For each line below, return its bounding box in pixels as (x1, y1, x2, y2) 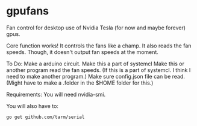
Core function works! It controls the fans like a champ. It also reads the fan (6, 42, 192, 49)
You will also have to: (6, 102, 59, 109)
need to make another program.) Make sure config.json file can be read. (6, 73, 186, 80)
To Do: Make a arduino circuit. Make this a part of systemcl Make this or (6, 60, 185, 67)
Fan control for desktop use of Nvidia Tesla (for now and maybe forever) (6, 24, 186, 31)
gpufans (6, 4, 49, 18)
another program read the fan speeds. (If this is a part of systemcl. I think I (6, 66, 191, 73)
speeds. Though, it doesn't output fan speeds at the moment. (6, 48, 158, 55)
